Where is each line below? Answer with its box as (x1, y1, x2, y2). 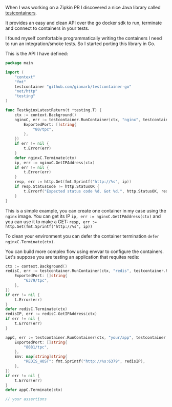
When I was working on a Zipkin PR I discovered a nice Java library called (5, 5, 161, 10)
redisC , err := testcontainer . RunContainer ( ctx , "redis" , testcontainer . (5, 268, 166, 274)
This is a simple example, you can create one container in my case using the (5, 207, 166, 214)
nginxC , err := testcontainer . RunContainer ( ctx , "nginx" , (14, 117, 141, 122)
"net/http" (14, 89, 38, 94)
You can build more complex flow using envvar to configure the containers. (5, 248, 164, 255)
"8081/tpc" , (24, 344, 50, 350)
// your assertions (5, 397, 47, 402)
